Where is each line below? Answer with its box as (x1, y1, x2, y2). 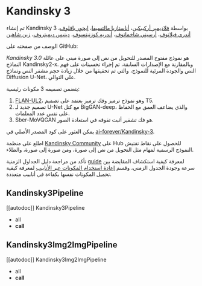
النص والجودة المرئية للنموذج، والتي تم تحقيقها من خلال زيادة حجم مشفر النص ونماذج (6, 67, 196, 74)
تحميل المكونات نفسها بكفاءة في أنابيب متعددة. (6, 171, 112, 178)
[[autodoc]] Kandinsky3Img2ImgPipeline (6, 256, 107, 263)
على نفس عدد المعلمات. (14, 109, 71, 117)
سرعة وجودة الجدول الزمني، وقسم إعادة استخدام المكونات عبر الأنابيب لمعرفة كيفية (6, 164, 195, 171)
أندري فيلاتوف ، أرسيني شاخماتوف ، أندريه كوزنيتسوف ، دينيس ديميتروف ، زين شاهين (6, 30, 191, 37)
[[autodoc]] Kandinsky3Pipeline (6, 204, 85, 211)
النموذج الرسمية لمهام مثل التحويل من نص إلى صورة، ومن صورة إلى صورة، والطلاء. (6, 146, 194, 153)
